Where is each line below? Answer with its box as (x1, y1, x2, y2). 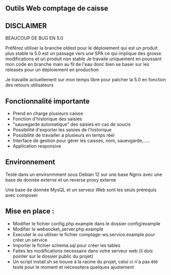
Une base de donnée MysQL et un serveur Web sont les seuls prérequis (5, 187, 157, 193)
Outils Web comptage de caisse (5, 4, 109, 13)
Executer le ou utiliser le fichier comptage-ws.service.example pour (12, 231, 156, 237)
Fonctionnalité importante (5, 97, 90, 105)
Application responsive (12, 143, 61, 149)
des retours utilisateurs (5, 82, 54, 88)
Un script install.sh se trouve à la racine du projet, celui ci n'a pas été (12, 258, 158, 265)
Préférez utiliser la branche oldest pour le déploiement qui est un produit (5, 45, 158, 51)
